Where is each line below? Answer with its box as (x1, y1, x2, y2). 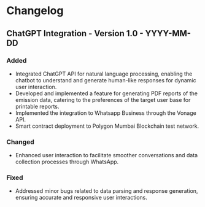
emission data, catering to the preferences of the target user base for (15, 96, 191, 103)
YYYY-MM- (145, 28, 191, 39)
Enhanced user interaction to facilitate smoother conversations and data (15, 152, 198, 159)
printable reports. (15, 103, 60, 110)
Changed (6, 138, 35, 146)
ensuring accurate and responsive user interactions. (15, 194, 147, 201)
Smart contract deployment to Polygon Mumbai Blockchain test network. (15, 122, 199, 130)
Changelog (6, 4, 64, 18)
